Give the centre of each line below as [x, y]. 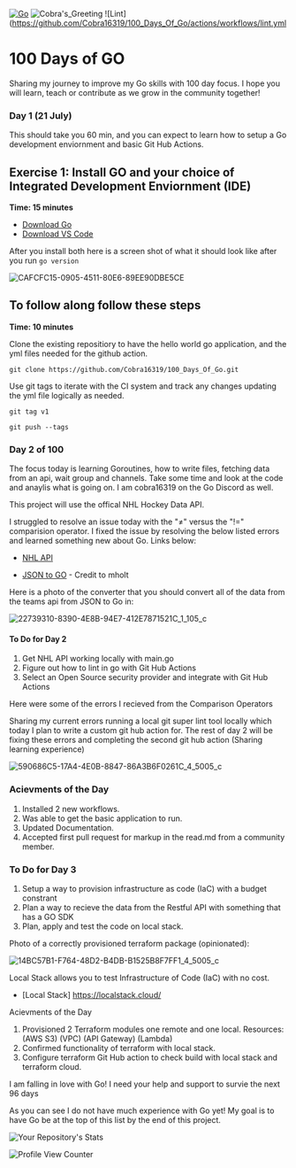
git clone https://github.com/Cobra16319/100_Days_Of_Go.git [124, 369]
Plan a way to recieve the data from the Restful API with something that [151, 907]
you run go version [44, 260]
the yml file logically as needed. [67, 395]
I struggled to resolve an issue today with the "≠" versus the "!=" [127, 522]
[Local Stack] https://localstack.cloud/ [91, 994]
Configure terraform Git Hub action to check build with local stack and [150, 1057]
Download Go [47, 225]
